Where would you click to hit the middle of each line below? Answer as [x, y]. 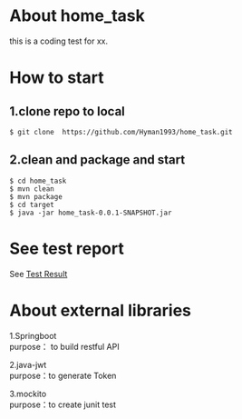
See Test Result [39, 274]
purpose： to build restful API [64, 346]
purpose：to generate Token [63, 375]
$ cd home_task [38, 181]
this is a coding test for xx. [59, 41]
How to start [57, 78]
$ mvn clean [32, 189]
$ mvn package [36, 196]
